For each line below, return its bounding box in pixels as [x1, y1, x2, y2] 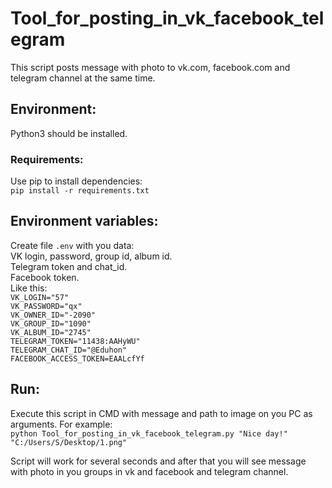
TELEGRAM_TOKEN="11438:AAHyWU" [10, 336, 141, 346]
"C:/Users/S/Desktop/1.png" [10, 437, 128, 447]
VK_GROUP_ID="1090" [10, 318, 92, 329]
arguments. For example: [10, 418, 113, 430]
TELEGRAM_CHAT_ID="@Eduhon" [10, 345, 128, 355]
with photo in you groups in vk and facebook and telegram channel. [10, 465, 289, 477]
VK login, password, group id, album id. [10, 250, 173, 262]
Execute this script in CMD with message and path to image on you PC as [10, 407, 313, 419]
